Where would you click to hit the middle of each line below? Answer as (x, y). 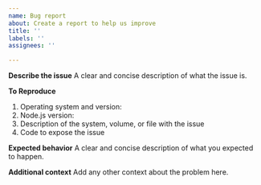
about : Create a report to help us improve (82, 23)
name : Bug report (37, 16)
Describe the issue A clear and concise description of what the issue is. (128, 76)
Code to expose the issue (62, 133)
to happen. (26, 157)
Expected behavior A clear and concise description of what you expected (131, 148)
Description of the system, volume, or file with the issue (112, 124)
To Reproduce (32, 91)
